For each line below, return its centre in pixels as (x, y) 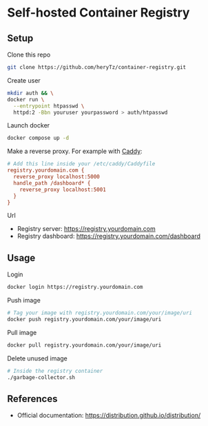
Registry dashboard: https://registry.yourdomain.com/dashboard (109, 236)
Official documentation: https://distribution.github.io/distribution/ (109, 416)
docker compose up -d (38, 138)
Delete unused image (37, 358)
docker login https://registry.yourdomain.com (75, 287)
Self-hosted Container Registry (98, 13)
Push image (24, 301)
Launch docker (29, 125)
